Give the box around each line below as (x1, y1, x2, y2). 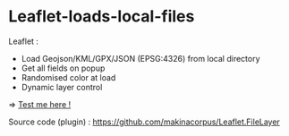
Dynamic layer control (21, 81, 103, 92)
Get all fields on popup (21, 63, 106, 73)
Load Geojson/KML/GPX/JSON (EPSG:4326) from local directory (21, 53, 260, 64)
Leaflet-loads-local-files (8, 6, 195, 27)
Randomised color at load (21, 72, 116, 82)
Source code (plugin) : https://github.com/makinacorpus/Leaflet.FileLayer (8, 116, 281, 127)
